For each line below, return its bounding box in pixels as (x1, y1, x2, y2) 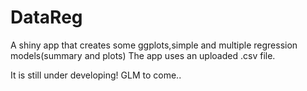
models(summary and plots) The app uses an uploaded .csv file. (10, 49, 276, 61)
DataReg (10, 6, 83, 29)
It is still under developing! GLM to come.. (10, 69, 182, 81)
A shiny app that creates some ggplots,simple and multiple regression (10, 39, 298, 51)
